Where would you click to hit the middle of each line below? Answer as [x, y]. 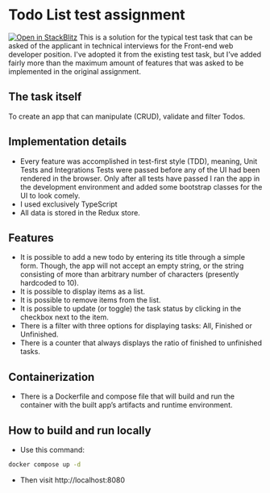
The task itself [45, 97]
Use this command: [52, 450]
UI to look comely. [50, 195]
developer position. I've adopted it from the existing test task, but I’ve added [135, 54]
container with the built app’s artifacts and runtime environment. [126, 405]
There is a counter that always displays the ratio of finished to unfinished [141, 343]
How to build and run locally [80, 430]
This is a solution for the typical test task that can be [166, 37]
